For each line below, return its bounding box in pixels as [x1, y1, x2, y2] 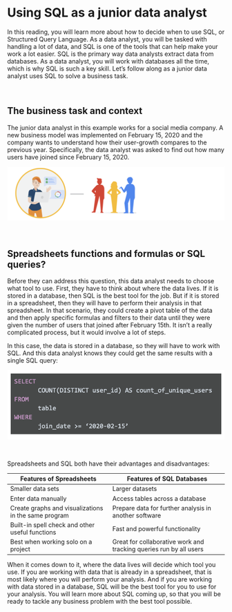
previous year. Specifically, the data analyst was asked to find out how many [7, 145, 224, 153]
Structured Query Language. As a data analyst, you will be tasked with [7, 35, 207, 43]
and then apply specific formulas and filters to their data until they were [7, 314, 211, 322]
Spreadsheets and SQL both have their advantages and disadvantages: [7, 459, 210, 468]
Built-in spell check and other [10, 521, 95, 529]
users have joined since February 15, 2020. [7, 153, 130, 161]
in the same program [10, 511, 69, 519]
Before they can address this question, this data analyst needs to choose [7, 277, 215, 285]
